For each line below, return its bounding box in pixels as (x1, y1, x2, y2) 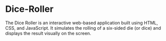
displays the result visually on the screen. (5, 30, 92, 36)
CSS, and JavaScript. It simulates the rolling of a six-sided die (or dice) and (5, 25, 161, 31)
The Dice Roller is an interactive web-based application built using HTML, (5, 20, 158, 26)
